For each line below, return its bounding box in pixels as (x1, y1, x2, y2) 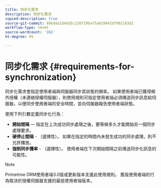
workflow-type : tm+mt (5, 25, 49, 30)
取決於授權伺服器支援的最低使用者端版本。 (9, 177, 95, 183)
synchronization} (5, 72, 77, 83)
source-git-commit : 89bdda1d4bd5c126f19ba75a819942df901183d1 (5, 20, 134, 26)
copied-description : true (5, 16, 57, 21)
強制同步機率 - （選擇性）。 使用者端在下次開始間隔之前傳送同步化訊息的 (12, 146, 157, 151)
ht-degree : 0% (5, 35, 34, 39)
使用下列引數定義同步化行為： (5, 111, 65, 117)
